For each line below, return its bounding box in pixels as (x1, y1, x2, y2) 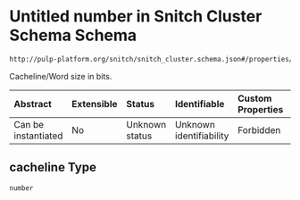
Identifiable (174, 97, 225, 110)
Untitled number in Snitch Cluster (9, 6, 262, 27)
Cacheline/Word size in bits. (9, 71, 112, 81)
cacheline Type (9, 160, 96, 175)
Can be (13, 118, 45, 130)
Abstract (13, 97, 52, 110)
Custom (237, 92, 272, 104)
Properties (237, 103, 284, 115)
